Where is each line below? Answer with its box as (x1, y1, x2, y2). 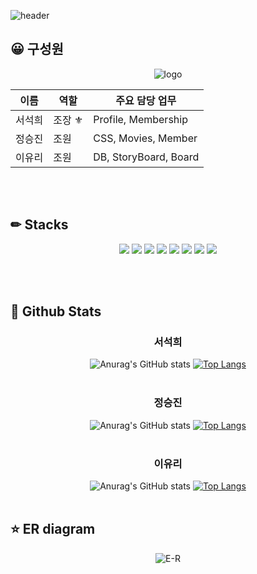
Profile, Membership (93, 112, 188, 126)
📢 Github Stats (10, 303, 102, 320)
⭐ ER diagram (10, 521, 96, 538)
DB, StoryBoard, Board (93, 150, 200, 164)
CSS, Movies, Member (93, 131, 198, 145)
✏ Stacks (10, 216, 69, 234)
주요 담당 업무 (115, 93, 177, 107)
